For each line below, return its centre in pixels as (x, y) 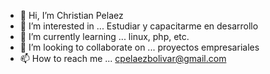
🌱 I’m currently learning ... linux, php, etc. (104, 36)
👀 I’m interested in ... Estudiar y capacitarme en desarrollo (139, 26)
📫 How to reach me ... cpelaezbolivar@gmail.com (123, 58)
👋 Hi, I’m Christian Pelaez (71, 15)
